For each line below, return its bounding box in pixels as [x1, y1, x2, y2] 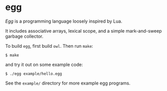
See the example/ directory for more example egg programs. [5, 80, 131, 86]
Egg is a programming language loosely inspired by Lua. [5, 18, 122, 24]
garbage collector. [5, 33, 44, 39]
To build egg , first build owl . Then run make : [5, 43, 94, 49]
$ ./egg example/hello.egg [5, 71, 62, 76]
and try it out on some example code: [5, 61, 83, 67]
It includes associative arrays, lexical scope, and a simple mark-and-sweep [5, 28, 162, 34]
